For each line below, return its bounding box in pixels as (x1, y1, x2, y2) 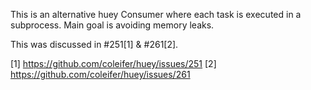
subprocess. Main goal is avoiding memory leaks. (10, 19, 215, 31)
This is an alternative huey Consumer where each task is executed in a (10, 9, 302, 20)
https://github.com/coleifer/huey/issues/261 (10, 69, 191, 80)
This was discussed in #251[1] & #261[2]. (10, 39, 179, 50)
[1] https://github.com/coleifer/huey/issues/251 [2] (10, 58, 217, 69)
